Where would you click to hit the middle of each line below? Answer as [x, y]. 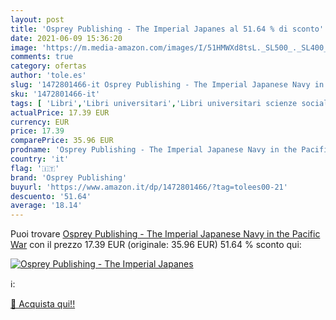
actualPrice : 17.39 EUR [60, 112]
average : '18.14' [46, 206]
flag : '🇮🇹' [35, 168]
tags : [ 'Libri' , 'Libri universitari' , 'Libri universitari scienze [154, 103]
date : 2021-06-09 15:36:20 [66, 38]
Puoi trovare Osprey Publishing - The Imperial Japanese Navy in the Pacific [165, 234]
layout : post [37, 19]
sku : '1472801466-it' [55, 94]
